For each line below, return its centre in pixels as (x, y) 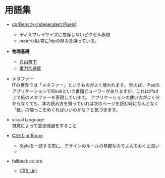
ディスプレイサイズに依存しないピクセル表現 (65, 34)
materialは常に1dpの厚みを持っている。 (59, 41)
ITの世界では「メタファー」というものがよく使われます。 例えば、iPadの (86, 85)
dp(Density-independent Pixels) (44, 24)
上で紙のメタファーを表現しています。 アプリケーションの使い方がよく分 (86, 97)
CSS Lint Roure (27, 135)
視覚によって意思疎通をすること (44, 125)
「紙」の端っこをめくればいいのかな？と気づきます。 (66, 109)
